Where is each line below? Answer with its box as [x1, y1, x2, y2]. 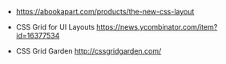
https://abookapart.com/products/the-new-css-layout [15, 7, 195, 16]
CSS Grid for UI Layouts [15, 22, 95, 31]
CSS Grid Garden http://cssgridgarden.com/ [15, 46, 162, 55]
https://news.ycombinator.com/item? [95, 22, 218, 31]
